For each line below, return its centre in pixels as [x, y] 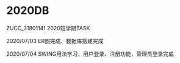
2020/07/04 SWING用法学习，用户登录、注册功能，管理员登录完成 [90, 54]
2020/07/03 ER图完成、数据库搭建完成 [55, 41]
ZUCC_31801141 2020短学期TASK [48, 28]
